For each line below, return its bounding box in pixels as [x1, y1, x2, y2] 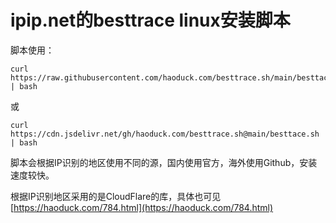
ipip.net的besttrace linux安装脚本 [10, 9, 291, 32]
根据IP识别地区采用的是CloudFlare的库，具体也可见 [10, 190, 222, 202]
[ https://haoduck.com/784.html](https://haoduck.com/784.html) [10, 201, 274, 213]
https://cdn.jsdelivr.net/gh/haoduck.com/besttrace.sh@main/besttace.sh [10, 129, 320, 139]
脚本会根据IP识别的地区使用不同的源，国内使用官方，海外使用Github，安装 [10, 156, 318, 168]
